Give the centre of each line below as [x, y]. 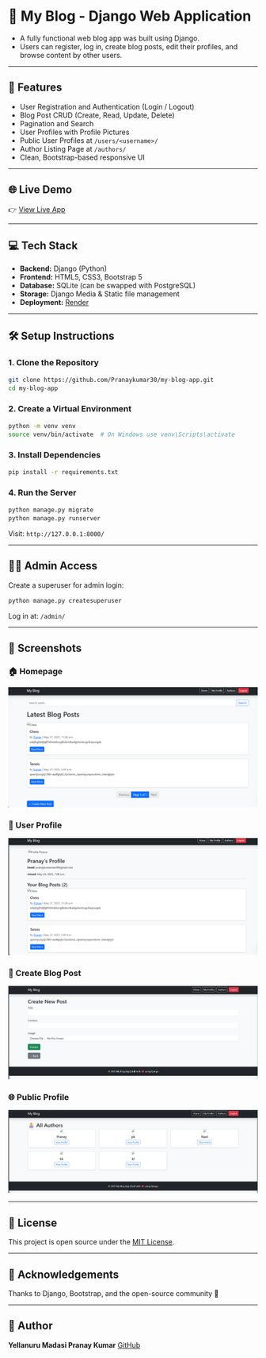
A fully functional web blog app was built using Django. [110, 38]
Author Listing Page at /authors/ [73, 149]
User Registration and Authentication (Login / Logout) [107, 106]
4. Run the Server [42, 492]
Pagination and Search [57, 123]
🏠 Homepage [36, 672]
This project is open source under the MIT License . [91, 1242]
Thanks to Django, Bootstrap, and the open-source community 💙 [114, 1293]
